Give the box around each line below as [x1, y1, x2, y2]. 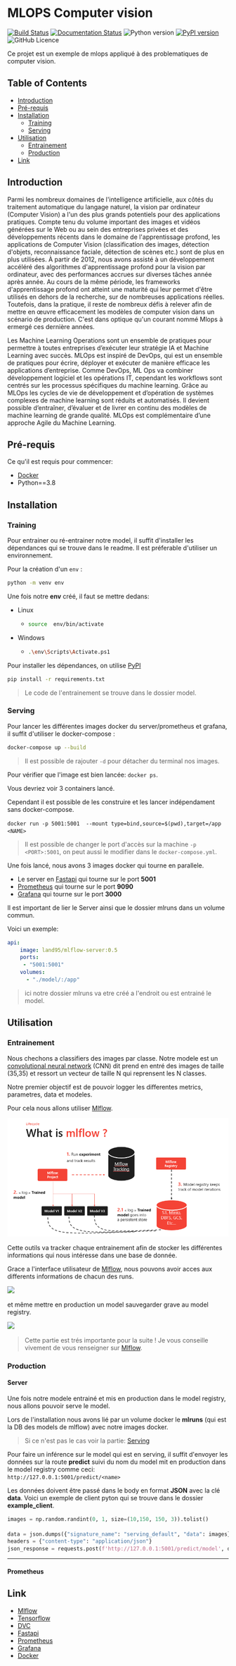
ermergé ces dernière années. [7, 322, 95, 331]
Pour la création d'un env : [7, 565, 83, 574]
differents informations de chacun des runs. [7, 1272, 134, 1281]
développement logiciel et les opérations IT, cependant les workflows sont [7, 374, 223, 382]
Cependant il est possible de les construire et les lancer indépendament [7, 798, 216, 806]
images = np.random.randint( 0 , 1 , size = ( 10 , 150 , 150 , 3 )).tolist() [7, 1515, 209, 1523]
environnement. [7, 551, 53, 560]
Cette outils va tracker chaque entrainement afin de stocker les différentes [7, 1243, 223, 1252]
